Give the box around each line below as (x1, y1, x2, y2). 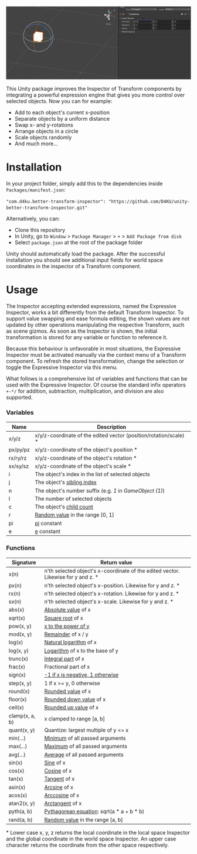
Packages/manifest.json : (6, 186, 66, 193)
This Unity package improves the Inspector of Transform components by (6, 86, 182, 93)
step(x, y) (8, 679, 32, 686)
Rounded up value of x (44, 704, 98, 711)
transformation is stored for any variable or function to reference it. (6, 333, 168, 340)
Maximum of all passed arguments (44, 743, 128, 750)
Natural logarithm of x (44, 639, 97, 646)
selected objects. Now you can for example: (6, 98, 113, 105)
